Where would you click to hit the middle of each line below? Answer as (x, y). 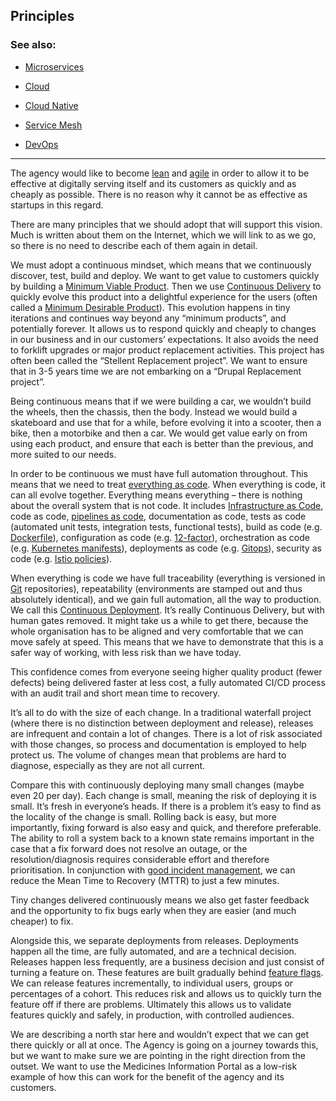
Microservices (54, 66)
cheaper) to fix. (42, 921)
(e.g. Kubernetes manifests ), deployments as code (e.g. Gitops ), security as (166, 548)
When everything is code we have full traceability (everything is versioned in (168, 578)
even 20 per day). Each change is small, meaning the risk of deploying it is (163, 795)
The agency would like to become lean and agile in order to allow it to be (160, 173)
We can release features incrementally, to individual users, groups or (152, 983)
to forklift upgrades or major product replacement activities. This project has (167, 350)
